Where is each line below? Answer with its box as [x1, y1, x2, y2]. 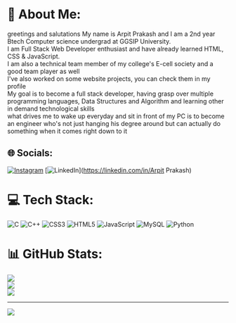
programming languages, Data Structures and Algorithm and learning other [7, 96, 225, 105]
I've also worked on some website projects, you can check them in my [7, 74, 211, 83]
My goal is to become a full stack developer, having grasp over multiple [7, 89, 214, 98]
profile [7, 82, 27, 90]
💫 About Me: [7, 6, 81, 23]
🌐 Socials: [7, 147, 53, 159]
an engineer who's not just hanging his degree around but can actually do [7, 119, 221, 127]
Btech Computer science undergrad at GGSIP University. [7, 37, 171, 45]
